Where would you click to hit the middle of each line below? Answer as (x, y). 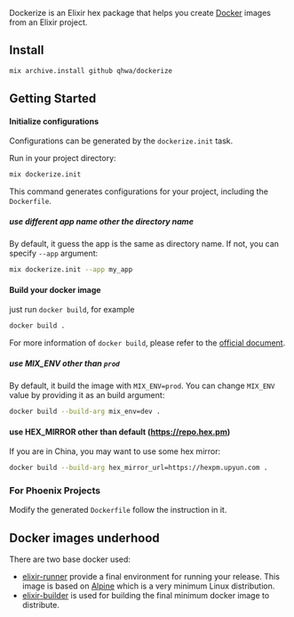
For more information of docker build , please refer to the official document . (147, 343)
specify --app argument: (54, 254)
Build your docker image (55, 289)
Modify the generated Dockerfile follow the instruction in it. (118, 510)
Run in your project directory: (63, 158)
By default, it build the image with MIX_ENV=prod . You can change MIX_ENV (142, 386)
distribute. (41, 605)
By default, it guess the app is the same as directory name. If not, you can (144, 244)
